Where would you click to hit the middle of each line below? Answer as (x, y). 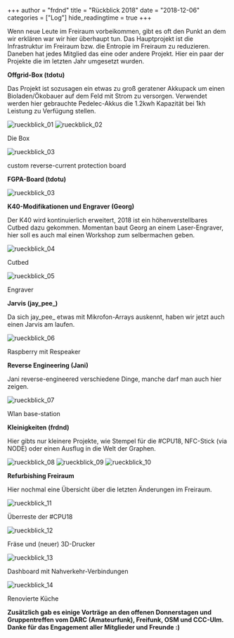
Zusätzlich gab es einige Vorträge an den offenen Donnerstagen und (110, 612)
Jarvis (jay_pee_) (33, 303)
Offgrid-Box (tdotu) (36, 75)
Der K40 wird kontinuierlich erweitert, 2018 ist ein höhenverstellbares (108, 220)
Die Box (19, 138)
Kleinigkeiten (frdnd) (38, 427)
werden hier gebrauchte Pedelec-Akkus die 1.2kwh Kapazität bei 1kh (106, 104)
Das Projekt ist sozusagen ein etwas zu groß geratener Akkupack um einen (116, 88)
